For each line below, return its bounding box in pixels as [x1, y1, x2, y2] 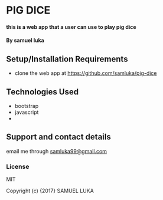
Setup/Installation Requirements [6, 54, 128, 64]
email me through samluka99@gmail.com [6, 147, 107, 155]
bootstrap [14, 103, 39, 109]
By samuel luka [6, 37, 44, 44]
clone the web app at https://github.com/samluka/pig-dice [14, 70, 157, 77]
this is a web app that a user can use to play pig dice [6, 23, 137, 30]
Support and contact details [6, 132, 111, 142]
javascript [14, 109, 39, 116]
